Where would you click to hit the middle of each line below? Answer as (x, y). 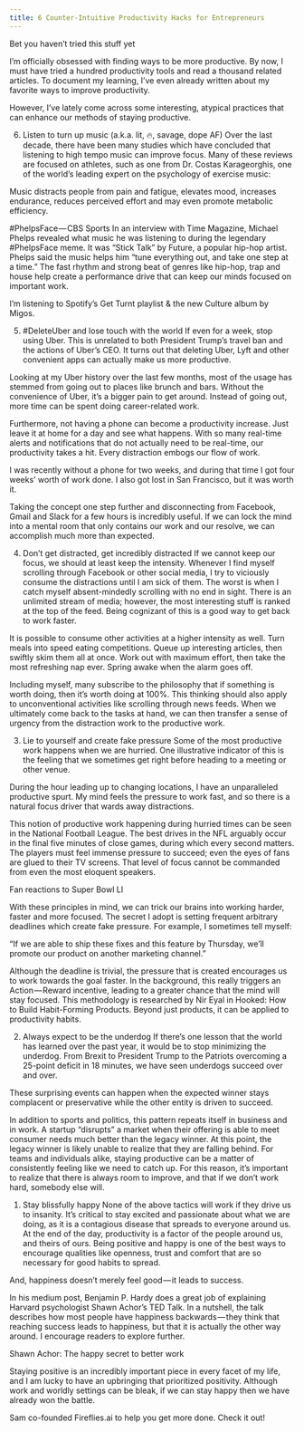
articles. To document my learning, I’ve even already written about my (139, 80)
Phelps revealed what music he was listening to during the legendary (138, 237)
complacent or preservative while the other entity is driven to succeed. (141, 1102)
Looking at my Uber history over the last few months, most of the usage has (151, 377)
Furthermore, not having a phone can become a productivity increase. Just (149, 423)
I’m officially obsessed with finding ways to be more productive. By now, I (146, 61)
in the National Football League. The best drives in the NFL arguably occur (148, 833)
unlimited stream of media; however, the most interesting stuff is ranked (157, 601)
